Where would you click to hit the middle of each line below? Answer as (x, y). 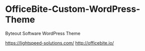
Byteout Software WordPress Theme (43, 33)
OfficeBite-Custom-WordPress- (73, 9)
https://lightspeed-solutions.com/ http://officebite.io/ (59, 43)
